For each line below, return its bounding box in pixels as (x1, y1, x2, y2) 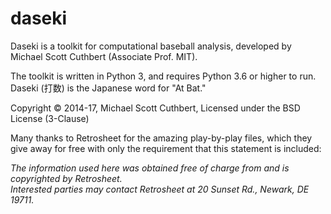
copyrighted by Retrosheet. (10, 172, 123, 184)
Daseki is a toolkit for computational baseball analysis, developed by (10, 40, 292, 52)
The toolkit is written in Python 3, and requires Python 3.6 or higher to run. (10, 70, 317, 82)
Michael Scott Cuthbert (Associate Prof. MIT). (10, 50, 198, 62)
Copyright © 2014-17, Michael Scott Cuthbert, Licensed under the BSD (10, 102, 301, 114)
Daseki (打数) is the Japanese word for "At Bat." (10, 82, 207, 94)
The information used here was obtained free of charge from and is (10, 162, 290, 174)
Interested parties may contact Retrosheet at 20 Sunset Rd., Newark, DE (10, 183, 310, 195)
